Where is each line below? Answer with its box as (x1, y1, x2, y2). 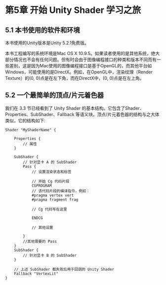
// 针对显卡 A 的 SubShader (23, 160, 77, 165)
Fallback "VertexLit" (14, 271, 58, 276)
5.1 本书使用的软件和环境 (5, 26, 80, 34)
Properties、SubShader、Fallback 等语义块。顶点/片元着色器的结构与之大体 (5, 111, 160, 117)
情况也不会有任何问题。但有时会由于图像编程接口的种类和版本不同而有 (13, 57, 157, 62)
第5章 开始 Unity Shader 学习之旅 (5, 4, 141, 16)
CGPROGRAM (31, 183, 52, 188)
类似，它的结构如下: (5, 117, 46, 123)
